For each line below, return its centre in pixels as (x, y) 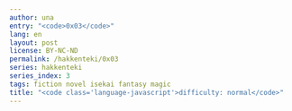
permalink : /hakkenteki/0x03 (64, 59)
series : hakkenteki (46, 68)
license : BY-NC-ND (44, 51)
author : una (32, 17)
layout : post (34, 43)
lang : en (26, 34)
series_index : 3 (40, 76)
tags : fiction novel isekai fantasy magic (90, 84)
